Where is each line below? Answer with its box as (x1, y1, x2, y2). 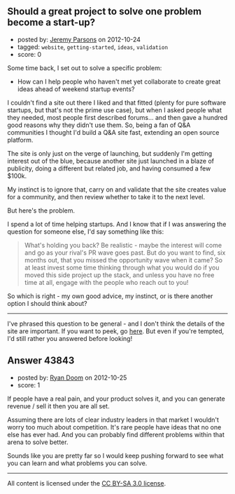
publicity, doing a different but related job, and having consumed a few (7, 164, 211, 173)
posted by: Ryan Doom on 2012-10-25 (17, 373, 127, 382)
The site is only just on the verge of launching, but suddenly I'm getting (7, 149, 213, 157)
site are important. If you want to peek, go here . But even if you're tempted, (7, 326, 225, 335)
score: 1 (17, 380, 41, 389)
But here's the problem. (7, 206, 76, 215)
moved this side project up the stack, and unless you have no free (24, 270, 215, 279)
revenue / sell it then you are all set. (7, 401, 110, 410)
